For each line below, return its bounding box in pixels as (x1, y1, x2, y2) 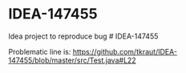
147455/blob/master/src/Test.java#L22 (8, 55, 136, 65)
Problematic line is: (8, 47, 71, 56)
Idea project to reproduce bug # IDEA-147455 (8, 31, 159, 41)
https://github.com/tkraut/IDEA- (72, 47, 178, 56)
